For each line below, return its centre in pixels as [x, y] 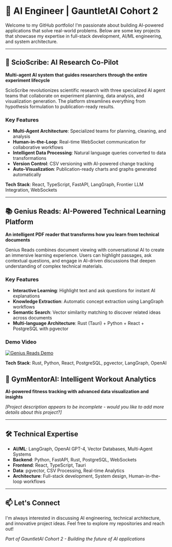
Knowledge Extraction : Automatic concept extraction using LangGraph [88, 301]
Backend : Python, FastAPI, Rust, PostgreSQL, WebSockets [74, 460]
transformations [29, 158]
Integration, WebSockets [31, 190]
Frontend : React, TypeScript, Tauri [49, 465]
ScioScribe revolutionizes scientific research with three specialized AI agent [85, 90]
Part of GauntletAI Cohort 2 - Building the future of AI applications [75, 539]
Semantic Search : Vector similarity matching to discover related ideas [87, 312]
